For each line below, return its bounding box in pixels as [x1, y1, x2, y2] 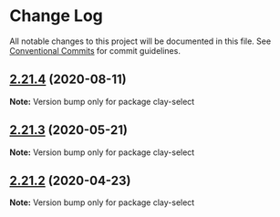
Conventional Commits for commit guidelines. [9, 45, 181, 56]
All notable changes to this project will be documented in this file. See [9, 36, 272, 46]
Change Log [9, 5, 103, 26]
